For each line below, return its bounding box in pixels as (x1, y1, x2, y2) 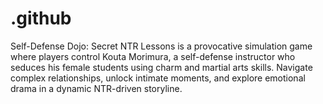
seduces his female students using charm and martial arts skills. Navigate (10, 61, 313, 73)
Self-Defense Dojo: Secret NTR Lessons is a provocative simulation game (10, 40, 313, 52)
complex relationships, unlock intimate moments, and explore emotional (10, 72, 306, 84)
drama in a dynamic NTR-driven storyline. (10, 82, 183, 94)
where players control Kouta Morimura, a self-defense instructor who (10, 50, 296, 62)
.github (10, 7, 72, 30)
